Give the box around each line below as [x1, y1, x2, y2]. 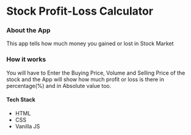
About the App [6, 26, 51, 35]
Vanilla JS [15, 122, 40, 130]
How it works [6, 55, 46, 64]
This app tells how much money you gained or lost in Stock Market [6, 40, 174, 47]
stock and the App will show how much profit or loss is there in [6, 75, 165, 83]
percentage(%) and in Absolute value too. [6, 82, 112, 89]
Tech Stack [6, 96, 35, 103]
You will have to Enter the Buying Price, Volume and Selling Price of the [6, 69, 186, 76]
